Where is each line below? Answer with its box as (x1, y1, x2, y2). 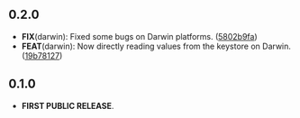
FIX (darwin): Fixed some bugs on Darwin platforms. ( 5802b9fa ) (21, 31, 258, 41)
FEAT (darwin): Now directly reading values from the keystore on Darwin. (21, 41, 292, 51)
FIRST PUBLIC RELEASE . (21, 100, 114, 111)
